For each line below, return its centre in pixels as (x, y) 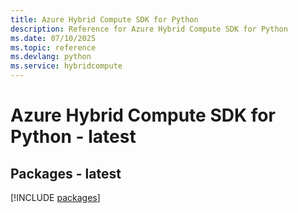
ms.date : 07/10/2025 (53, 38)
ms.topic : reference (53, 47)
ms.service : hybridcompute (66, 66)
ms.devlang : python (51, 57)
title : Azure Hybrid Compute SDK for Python (104, 19)
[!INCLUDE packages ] (55, 197)
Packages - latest (66, 173)
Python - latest (73, 137)
